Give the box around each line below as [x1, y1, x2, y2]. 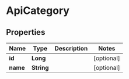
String [31, 64, 49, 71]
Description [54, 45, 88, 52]
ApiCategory [6, 4, 70, 17]
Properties [6, 27, 46, 37]
